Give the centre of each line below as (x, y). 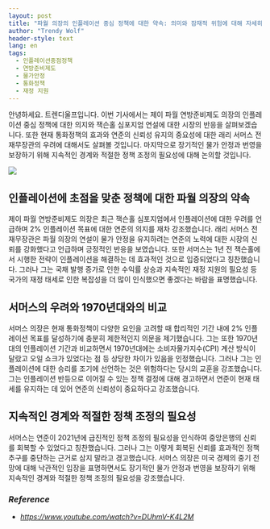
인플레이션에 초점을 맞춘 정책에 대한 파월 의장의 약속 (129, 198)
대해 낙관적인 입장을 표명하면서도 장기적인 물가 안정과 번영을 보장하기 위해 (139, 468)
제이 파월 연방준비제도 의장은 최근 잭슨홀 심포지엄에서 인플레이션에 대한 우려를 (131, 219)
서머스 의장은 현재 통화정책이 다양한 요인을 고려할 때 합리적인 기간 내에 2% (126, 328)
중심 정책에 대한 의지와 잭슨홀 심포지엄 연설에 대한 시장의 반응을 (123, 125)
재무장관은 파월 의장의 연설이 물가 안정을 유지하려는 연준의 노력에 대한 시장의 (129, 240)
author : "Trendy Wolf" (46, 31)
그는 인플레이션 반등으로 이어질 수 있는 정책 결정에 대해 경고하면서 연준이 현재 (130, 379)
